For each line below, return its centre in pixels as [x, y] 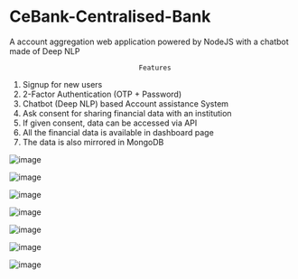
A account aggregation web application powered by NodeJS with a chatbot [149, 42]
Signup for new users [62, 84]
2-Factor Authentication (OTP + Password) [102, 94]
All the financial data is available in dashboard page [118, 132]
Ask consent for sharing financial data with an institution [127, 113]
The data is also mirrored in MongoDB [93, 142]
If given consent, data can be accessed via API [110, 123]
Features [155, 68]
